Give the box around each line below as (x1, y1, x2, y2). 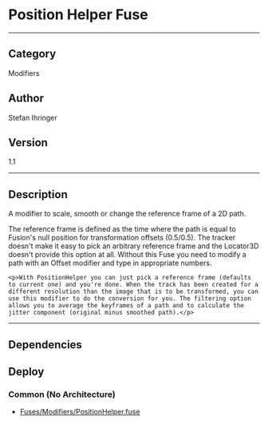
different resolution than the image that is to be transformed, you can (8, 287, 259, 296)
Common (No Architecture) (8, 389, 116, 400)
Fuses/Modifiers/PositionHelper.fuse (19, 407, 141, 417)
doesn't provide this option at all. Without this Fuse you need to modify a (8, 250, 247, 260)
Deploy (8, 365, 45, 378)
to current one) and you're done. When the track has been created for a (8, 281, 259, 289)
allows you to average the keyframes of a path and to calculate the (8, 302, 245, 310)
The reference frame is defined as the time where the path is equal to (8, 224, 237, 234)
